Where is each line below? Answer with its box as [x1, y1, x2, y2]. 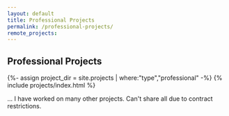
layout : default [7, 10, 54, 17]
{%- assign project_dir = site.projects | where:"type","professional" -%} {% [7, 74, 223, 82]
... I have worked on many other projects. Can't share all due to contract [7, 94, 214, 103]
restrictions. [7, 102, 42, 110]
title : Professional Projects [7, 17, 95, 24]
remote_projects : [7, 29, 58, 37]
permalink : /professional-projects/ [7, 23, 113, 30]
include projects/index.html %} [7, 81, 96, 90]
